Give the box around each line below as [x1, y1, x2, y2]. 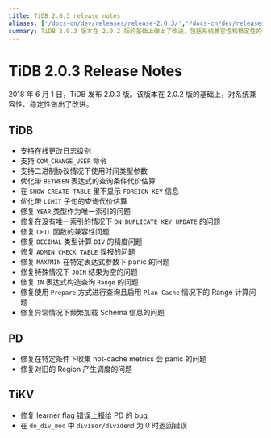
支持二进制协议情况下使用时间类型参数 [19, 166, 148, 176]
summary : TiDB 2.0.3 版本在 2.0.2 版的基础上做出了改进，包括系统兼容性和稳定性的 [8, 27, 262, 35]
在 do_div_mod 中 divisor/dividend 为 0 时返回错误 [19, 420, 188, 430]
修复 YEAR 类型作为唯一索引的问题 [19, 207, 131, 217]
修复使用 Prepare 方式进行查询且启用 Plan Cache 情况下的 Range [19, 288, 234, 297]
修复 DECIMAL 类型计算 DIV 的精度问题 [19, 237, 143, 246]
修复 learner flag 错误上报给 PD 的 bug [19, 410, 148, 420]
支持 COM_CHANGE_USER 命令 [19, 156, 107, 166]
